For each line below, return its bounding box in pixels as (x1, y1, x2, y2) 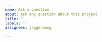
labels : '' (5, 21, 27, 26)
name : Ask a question (5, 7, 50, 12)
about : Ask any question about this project (5, 12, 98, 17)
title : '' (5, 16, 25, 21)
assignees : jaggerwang (5, 25, 51, 30)
